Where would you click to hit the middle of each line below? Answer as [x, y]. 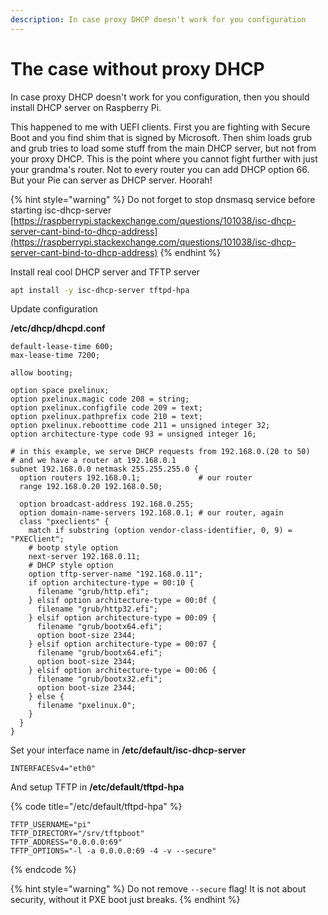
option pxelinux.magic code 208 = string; [100, 399]
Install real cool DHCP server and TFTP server [105, 272]
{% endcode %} [43, 870]
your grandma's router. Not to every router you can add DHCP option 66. [160, 169]
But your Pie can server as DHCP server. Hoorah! [111, 180]
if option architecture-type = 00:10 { [111, 583]
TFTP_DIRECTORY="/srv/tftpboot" [77, 834]
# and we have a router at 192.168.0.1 [93, 461]
